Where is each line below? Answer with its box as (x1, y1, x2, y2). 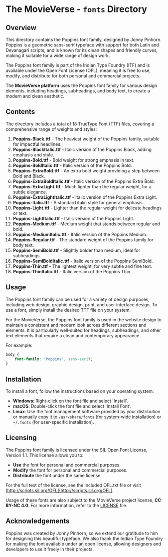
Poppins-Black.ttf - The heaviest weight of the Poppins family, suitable (12, 136, 160, 142)
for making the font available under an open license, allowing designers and (5, 541, 162, 547)
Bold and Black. (12, 173, 45, 179)
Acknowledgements (5, 517, 70, 526)
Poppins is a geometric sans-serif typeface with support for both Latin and (5, 42, 159, 48)
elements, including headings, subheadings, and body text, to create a (5, 88, 150, 93)
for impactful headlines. (12, 141, 62, 147)
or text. (12, 210, 28, 216)
